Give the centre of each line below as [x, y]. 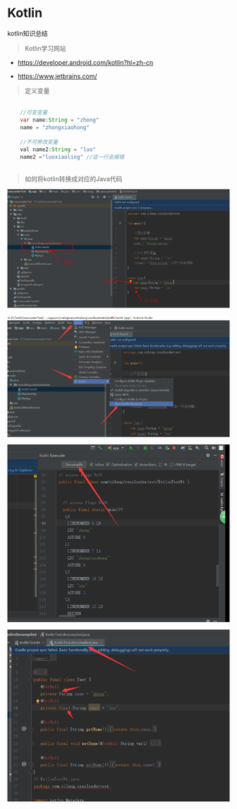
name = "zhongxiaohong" [55, 127]
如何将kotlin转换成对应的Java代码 [73, 178]
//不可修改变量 [39, 142]
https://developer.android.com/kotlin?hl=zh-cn [85, 62]
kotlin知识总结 [28, 33]
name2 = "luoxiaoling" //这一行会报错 [72, 157]
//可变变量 [34, 112]
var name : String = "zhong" [60, 120]
